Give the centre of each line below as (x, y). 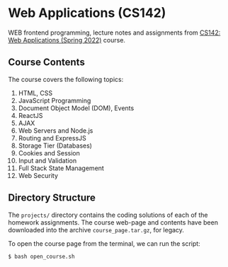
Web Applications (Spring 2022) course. (67, 40)
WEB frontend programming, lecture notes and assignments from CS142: (114, 32)
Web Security (38, 175)
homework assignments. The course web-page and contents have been (113, 222)
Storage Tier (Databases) (55, 146)
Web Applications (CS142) (87, 13)
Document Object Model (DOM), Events (76, 108)
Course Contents (47, 63)
